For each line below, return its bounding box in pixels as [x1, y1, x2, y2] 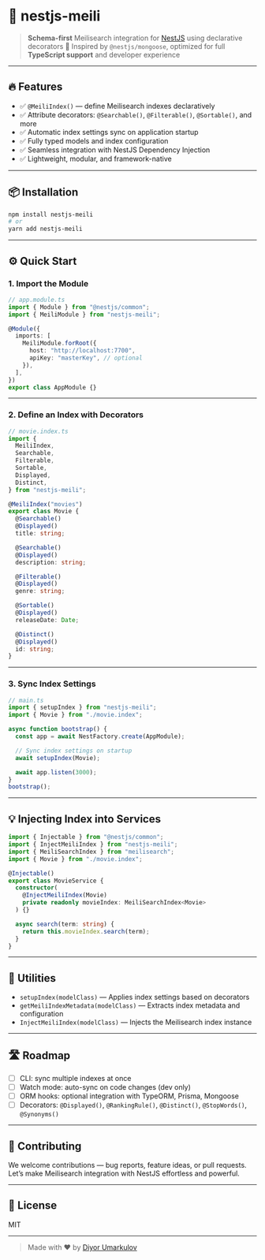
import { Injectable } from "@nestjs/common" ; [8, 833, 164, 841]
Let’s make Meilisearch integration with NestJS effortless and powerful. [8, 1169, 241, 1178]
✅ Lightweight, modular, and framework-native [19, 154, 172, 163]
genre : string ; [15, 587, 65, 595]
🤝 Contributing [8, 1139, 82, 1153]
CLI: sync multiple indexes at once [19, 1074, 132, 1083]
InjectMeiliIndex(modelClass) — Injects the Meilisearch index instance [19, 1017, 252, 1027]
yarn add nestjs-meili [8, 225, 83, 233]
